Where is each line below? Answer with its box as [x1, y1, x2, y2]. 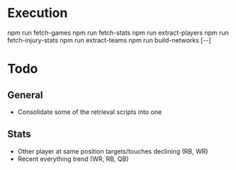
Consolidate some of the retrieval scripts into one [17, 108, 162, 116]
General [7, 89, 44, 101]
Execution [7, 5, 68, 21]
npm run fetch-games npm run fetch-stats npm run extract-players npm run [7, 28, 229, 37]
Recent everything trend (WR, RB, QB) [17, 154, 129, 163]
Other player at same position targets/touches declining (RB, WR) [17, 147, 208, 155]
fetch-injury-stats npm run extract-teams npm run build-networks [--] [7, 35, 211, 44]
